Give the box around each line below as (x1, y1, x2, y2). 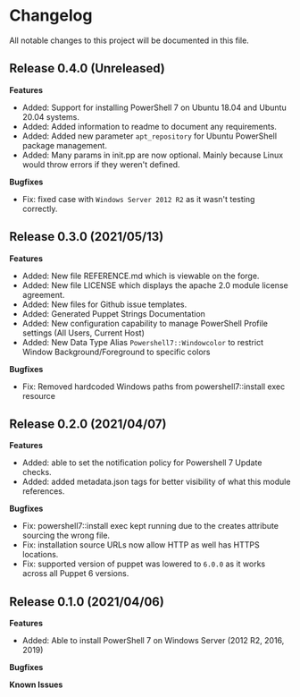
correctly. (21, 203, 58, 214)
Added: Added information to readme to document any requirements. (21, 121, 277, 132)
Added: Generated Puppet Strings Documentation (21, 308, 205, 319)
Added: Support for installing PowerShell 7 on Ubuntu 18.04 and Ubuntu (21, 102, 287, 113)
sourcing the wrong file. (21, 530, 110, 541)
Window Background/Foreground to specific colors (21, 346, 211, 357)
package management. (21, 140, 107, 150)
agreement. (21, 289, 65, 300)
